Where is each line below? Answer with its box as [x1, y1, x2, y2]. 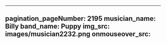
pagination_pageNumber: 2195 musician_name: [5, 14, 156, 23]
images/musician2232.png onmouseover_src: [5, 30, 151, 39]
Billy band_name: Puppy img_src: [5, 22, 110, 31]
